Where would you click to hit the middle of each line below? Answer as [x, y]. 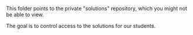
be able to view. [25, 15]
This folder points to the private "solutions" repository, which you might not [97, 8]
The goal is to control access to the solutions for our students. [81, 26]
